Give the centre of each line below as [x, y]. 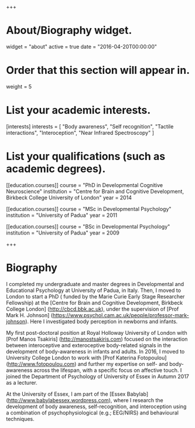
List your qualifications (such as [86, 157]
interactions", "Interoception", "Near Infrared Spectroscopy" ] [80, 133]
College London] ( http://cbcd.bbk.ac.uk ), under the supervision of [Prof [93, 309]
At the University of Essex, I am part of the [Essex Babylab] [77, 394]
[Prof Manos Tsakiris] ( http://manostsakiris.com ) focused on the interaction [97, 339]
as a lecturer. [22, 382]
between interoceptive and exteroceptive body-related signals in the [88, 345]
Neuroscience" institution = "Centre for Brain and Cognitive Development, [95, 191]
